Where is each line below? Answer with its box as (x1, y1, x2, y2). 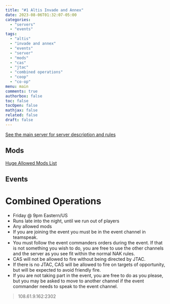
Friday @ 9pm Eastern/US (12, 212, 68, 218)
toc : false (5, 98, 29, 103)
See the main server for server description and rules (5, 131, 116, 138)
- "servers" (10, 22, 36, 27)
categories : (5, 17, 31, 22)
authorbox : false (5, 93, 43, 99)
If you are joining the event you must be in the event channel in (12, 229, 146, 235)
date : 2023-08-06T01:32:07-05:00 (5, 12, 77, 17)
